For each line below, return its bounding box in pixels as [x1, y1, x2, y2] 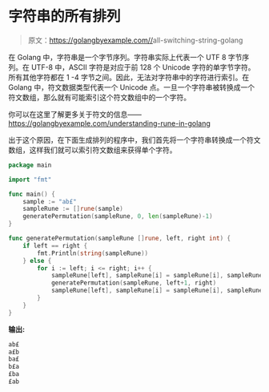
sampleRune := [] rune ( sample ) [22, 205, 124, 213]
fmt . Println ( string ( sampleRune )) [37, 249, 149, 257]
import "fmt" [8, 176, 52, 184]
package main [8, 161, 52, 169]
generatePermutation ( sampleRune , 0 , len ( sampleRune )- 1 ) [22, 212, 214, 220]
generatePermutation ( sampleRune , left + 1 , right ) [50, 279, 217, 287]
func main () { [8, 190, 56, 198]
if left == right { [22, 241, 88, 249]
